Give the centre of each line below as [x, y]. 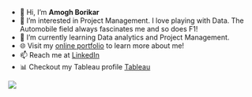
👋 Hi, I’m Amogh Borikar [60, 12]
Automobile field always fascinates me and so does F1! [109, 29]
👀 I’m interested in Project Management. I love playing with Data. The [132, 21]
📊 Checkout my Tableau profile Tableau [85, 67]
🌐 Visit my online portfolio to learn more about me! [102, 46]
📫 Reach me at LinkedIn [60, 55]
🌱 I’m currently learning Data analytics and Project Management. [124, 37]
